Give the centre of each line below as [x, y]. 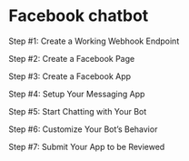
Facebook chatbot [79, 16]
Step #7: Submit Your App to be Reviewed [87, 146]
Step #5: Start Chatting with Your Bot [78, 111]
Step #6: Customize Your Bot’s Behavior [83, 129]
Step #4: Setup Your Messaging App [77, 94]
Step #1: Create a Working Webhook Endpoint [94, 41]
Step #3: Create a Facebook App [70, 76]
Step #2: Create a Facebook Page [72, 58]
